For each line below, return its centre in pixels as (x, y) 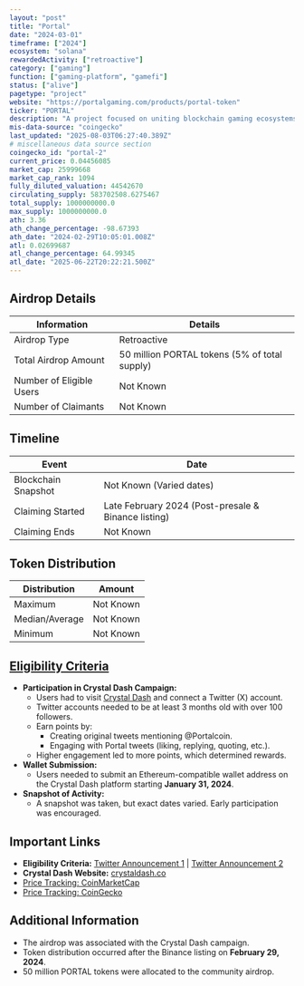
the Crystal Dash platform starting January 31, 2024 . (135, 784)
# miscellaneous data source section (81, 144)
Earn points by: (64, 727)
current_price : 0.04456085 (60, 161)
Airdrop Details (53, 299)
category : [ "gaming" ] (50, 69)
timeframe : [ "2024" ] (48, 43)
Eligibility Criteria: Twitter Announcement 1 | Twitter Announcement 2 (153, 864)
